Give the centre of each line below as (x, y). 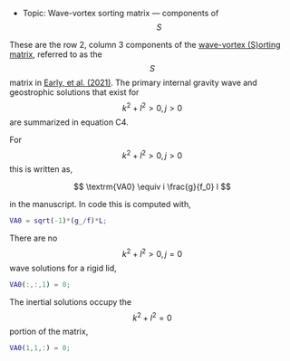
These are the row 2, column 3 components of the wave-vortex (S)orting (145, 45)
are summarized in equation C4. (69, 122)
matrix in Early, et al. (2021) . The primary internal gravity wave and (134, 82)
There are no (34, 238)
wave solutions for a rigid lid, (63, 268)
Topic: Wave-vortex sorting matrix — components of (121, 13)
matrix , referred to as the (56, 54)
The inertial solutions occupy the (71, 301)
